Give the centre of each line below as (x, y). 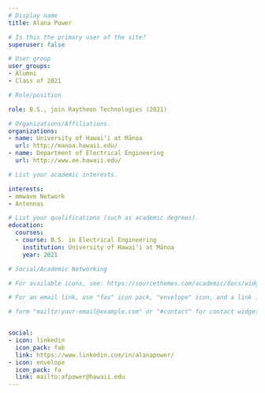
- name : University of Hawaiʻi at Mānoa (76, 138)
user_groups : (30, 66)
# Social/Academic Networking (58, 269)
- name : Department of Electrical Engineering (86, 153)
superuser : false (37, 44)
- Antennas (26, 204)
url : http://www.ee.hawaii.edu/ (69, 161)
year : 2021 (40, 255)
